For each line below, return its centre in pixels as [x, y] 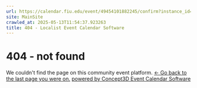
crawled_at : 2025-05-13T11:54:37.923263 [56, 22]
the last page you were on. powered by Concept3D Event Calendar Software [98, 79]
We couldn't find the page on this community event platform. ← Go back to [96, 73]
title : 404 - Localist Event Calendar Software [65, 28]
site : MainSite [25, 17]
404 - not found [45, 57]
